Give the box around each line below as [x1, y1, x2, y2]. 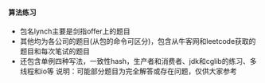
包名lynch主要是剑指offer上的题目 [19, 26, 131, 36]
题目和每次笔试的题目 [19, 46, 90, 56]
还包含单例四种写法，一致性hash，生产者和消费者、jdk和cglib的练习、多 [19, 57, 257, 66]
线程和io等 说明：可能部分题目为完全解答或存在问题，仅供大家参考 [19, 66, 237, 76]
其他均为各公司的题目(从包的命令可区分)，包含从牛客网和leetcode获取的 [19, 37, 256, 46]
